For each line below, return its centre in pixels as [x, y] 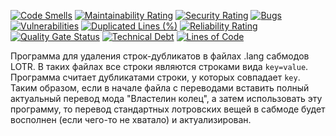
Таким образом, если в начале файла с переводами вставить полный [160, 88]
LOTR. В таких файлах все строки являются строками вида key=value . [159, 66]
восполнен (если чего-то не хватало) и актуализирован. [131, 119]
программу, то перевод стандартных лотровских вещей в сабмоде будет [168, 109]
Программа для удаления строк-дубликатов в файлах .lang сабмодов [160, 56]
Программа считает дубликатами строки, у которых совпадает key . [155, 77]
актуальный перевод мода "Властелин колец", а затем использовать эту [166, 98]
